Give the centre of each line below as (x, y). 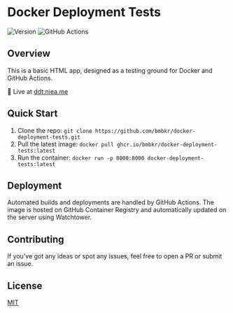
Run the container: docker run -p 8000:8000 (81, 158)
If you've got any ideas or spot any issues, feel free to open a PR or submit (115, 256)
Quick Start (33, 114)
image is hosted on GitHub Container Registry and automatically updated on (117, 210)
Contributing (36, 239)
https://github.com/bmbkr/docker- (145, 131)
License (25, 285)
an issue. (20, 264)
